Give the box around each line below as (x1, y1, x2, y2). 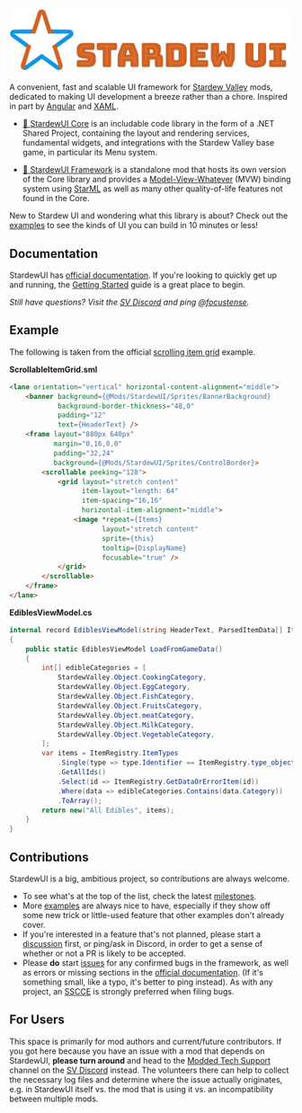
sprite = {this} (102, 534, 155, 543)
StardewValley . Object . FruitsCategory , (57, 701, 203, 711)
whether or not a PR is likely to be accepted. (22, 948, 186, 958)
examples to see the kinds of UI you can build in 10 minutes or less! (9, 220, 259, 231)
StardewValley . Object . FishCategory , (57, 692, 195, 702)
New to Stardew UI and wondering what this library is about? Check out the (9, 210, 289, 221)
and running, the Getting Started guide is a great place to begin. (9, 278, 245, 290)
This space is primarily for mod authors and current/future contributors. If (9, 1036, 282, 1047)
